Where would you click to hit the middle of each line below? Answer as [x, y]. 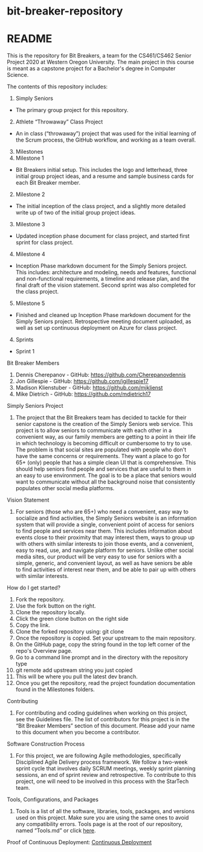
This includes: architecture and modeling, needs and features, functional [106, 272]
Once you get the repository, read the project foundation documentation [105, 683]
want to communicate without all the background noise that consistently [105, 482]
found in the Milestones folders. [55, 690]
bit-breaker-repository [65, 11]
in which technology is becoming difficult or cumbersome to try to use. [104, 444]
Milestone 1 [30, 158]
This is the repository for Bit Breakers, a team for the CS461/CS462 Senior [99, 56]
